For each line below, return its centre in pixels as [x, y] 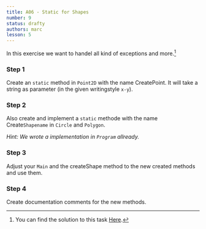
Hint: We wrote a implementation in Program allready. [73, 137]
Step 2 [16, 105]
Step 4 [16, 188]
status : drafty [26, 23]
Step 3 [16, 153]
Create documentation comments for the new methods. [76, 202]
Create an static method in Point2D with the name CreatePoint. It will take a [102, 83]
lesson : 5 [19, 35]
